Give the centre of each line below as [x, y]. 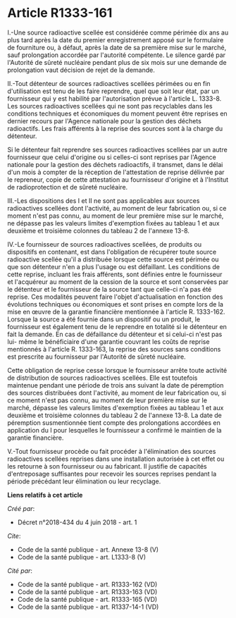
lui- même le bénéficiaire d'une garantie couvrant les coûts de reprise [108, 341]
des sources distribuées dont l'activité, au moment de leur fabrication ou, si [117, 393]
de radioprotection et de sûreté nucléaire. [68, 187]
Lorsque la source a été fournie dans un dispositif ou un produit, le [104, 319]
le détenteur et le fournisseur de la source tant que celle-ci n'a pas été [110, 289]
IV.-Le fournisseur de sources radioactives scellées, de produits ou [105, 244]
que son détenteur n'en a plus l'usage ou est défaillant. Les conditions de [114, 266]
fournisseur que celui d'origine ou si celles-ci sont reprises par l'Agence [112, 157]
